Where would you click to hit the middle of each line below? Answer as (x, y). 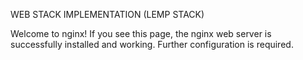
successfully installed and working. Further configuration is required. (152, 44)
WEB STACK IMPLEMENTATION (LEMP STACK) (107, 14)
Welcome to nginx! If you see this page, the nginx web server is (141, 33)
